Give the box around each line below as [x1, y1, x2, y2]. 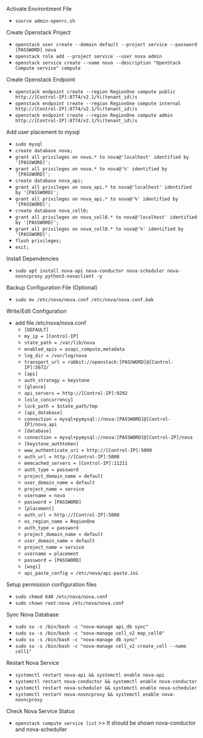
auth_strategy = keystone [24, 377, 90, 383]
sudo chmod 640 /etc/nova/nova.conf [15, 594, 108, 600]
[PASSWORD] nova [15, 47, 56, 53]
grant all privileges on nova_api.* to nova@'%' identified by [15, 196, 179, 202]
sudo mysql [15, 141, 43, 147]
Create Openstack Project [6, 29, 71, 36]
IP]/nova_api [24, 422, 58, 428]
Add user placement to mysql [6, 128, 80, 136]
